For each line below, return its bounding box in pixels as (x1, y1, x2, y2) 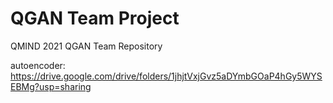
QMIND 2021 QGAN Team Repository (10, 40, 163, 52)
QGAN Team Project (10, 7, 180, 30)
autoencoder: (10, 59, 66, 71)
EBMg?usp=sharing (10, 80, 92, 92)
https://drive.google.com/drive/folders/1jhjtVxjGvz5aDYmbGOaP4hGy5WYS (10, 70, 323, 82)
